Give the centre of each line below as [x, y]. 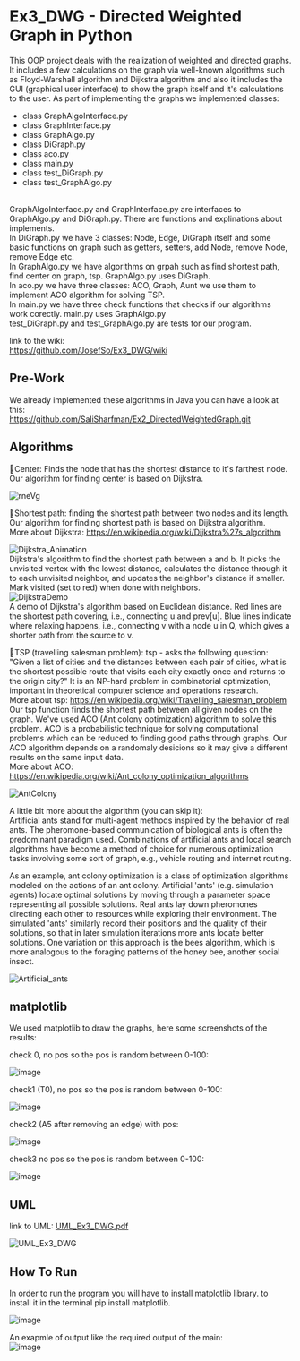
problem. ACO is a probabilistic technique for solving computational [134, 728]
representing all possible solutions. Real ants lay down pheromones [133, 904]
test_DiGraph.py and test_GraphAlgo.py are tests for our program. [131, 323]
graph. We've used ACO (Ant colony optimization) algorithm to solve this [143, 719]
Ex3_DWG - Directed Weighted [125, 17]
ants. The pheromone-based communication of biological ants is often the [146, 829]
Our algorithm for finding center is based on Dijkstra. [107, 478]
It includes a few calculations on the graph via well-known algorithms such [147, 70]
